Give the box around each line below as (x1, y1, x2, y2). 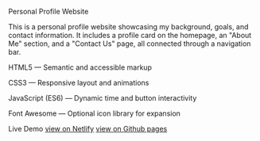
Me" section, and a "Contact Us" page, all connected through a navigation (8, 39, 251, 48)
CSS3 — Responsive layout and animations (8, 78, 149, 87)
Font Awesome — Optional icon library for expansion (8, 109, 181, 118)
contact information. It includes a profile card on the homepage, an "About (8, 31, 252, 40)
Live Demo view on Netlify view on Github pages (8, 124, 168, 133)
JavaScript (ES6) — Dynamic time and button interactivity (8, 93, 197, 102)
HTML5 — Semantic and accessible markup (8, 63, 153, 72)
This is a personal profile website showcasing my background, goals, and (8, 22, 249, 31)
